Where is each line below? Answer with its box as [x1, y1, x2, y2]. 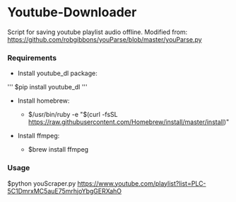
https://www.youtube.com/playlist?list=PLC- [77, 179, 206, 188]
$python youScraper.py [7, 179, 76, 188]
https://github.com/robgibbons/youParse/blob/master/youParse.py [7, 35, 203, 43]
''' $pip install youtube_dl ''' [7, 83, 88, 91]
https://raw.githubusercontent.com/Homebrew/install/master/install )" [28, 118, 230, 126]
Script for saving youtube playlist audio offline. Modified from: [7, 28, 188, 36]
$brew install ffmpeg [28, 145, 89, 154]
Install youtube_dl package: [17, 69, 98, 78]
